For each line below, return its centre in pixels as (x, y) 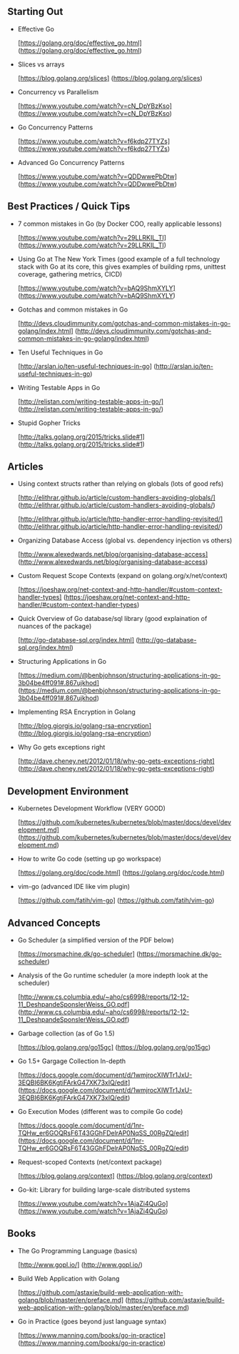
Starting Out (35, 12)
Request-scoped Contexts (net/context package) (90, 1162)
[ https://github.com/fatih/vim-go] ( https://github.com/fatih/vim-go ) (116, 900)
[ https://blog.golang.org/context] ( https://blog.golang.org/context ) (115, 1176)
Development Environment (68, 791)
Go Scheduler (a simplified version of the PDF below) (96, 940)
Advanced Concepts (54, 923)
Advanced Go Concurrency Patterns (71, 162)
